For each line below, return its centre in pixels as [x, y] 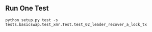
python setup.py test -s [32, 20]
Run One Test [27, 8]
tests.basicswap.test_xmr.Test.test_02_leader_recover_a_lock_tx [76, 24]
